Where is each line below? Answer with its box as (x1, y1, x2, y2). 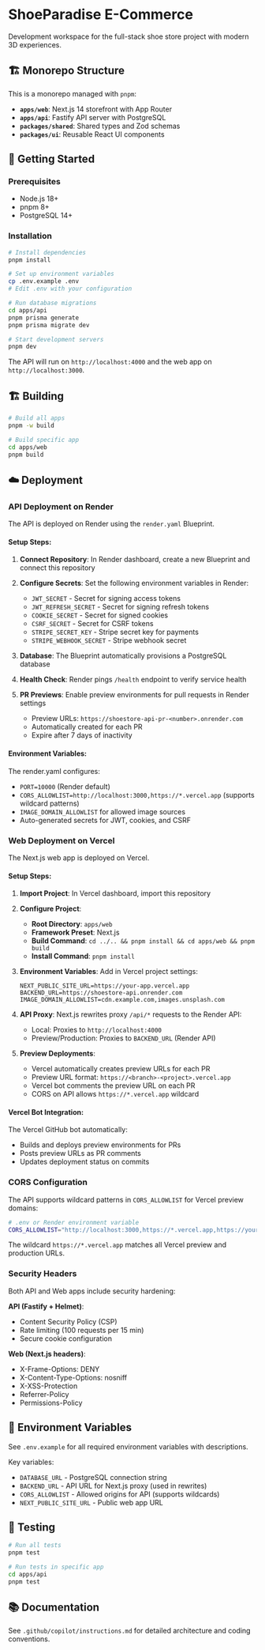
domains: (8, 1203, 39, 1213)
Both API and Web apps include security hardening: (8, 1286, 176, 1296)
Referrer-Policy (19, 1389, 69, 1399)
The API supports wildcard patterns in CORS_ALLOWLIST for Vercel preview (8, 1195, 244, 1204)
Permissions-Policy (19, 1398, 83, 1407)
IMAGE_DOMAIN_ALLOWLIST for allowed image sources (19, 806, 186, 816)
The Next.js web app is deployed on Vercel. (8, 852, 150, 863)
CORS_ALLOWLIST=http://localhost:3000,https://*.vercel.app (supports (19, 790, 255, 799)
